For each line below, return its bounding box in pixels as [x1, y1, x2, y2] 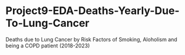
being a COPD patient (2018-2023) [5, 42, 90, 49]
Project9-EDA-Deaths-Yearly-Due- [5, 4, 180, 18]
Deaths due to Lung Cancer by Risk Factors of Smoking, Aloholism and [5, 36, 177, 43]
